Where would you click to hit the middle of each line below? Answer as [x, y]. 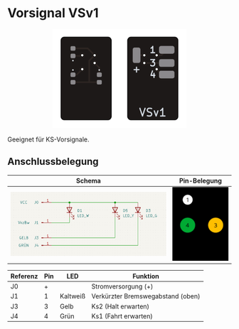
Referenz [24, 276]
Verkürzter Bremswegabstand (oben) [146, 296]
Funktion [146, 276]
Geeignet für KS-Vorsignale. [49, 139]
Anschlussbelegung [53, 162]
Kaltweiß [73, 296]
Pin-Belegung [200, 181]
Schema [88, 181]
